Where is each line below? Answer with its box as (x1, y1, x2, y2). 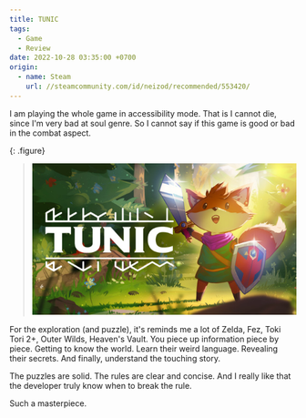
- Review (17, 44, 51, 53)
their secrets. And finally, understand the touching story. (9, 352, 221, 363)
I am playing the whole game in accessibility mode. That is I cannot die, (9, 107, 278, 118)
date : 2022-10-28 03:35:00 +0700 (9, 53, 137, 63)
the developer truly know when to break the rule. (9, 380, 193, 391)
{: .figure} (9, 145, 46, 156)
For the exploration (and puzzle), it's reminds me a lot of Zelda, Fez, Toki (9, 323, 281, 334)
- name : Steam (17, 73, 71, 82)
